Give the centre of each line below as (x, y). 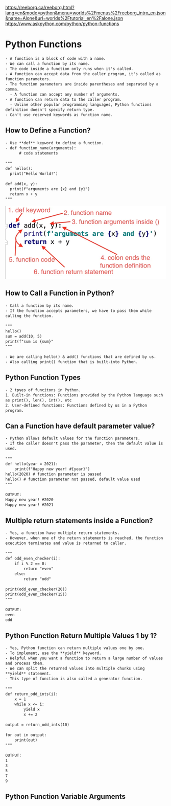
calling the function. (29, 316)
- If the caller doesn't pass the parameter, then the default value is (84, 444)
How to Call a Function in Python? (60, 293)
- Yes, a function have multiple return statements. (63, 533)
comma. (12, 89)
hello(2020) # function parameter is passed (53, 474)
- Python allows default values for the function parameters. (73, 439)
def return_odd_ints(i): (32, 694)
